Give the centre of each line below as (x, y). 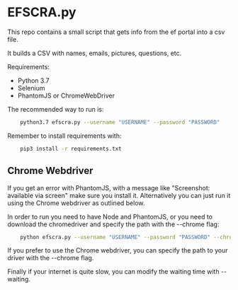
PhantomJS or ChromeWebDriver (66, 95)
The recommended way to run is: (56, 109)
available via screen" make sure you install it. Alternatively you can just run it (119, 195)
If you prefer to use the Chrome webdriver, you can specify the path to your (118, 250)
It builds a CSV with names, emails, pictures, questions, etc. (95, 53)
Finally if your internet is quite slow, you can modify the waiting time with (113, 272)
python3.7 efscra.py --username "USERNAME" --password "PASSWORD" (120, 122)
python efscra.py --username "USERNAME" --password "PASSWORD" (115, 237)
